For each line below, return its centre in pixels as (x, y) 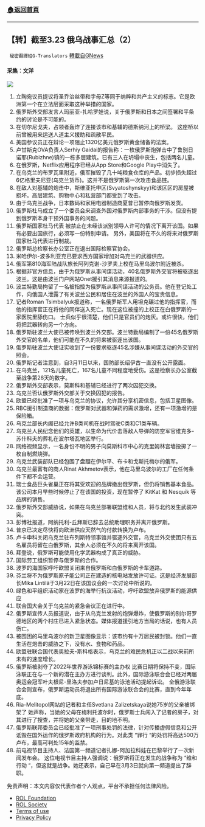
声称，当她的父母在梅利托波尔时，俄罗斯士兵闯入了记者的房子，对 (116, 712)
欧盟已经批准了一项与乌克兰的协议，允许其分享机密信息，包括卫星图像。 (106, 401)
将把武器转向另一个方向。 (48, 325)
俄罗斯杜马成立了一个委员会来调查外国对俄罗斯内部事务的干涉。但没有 (104, 210)
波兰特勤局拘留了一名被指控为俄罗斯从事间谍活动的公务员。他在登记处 (104, 286)
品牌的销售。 (32, 499)
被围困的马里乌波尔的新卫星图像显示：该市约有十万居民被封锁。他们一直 (106, 636)
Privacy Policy (33, 818)
